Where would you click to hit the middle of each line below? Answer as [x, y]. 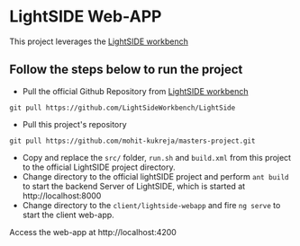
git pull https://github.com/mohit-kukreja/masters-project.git [132, 141]
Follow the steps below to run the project [126, 70]
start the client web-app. [68, 215]
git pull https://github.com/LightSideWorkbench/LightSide [123, 108]
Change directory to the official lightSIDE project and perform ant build [155, 176]
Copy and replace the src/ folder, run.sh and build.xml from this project [156, 157]
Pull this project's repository [75, 124]
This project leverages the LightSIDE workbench [99, 41]
